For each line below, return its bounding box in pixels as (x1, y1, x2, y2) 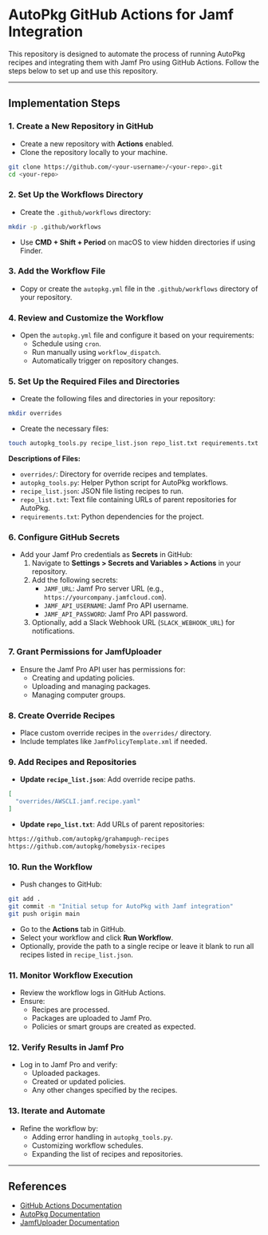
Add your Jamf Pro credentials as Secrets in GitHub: (19, 550, 193, 560)
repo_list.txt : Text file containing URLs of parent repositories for (19, 495, 237, 504)
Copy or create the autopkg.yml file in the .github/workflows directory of (19, 284, 258, 293)
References (8, 1179, 67, 1193)
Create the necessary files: (19, 424, 109, 433)
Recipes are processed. (31, 1005, 110, 1014)
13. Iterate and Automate (8, 1106, 106, 1117)
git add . (8, 895, 41, 903)
